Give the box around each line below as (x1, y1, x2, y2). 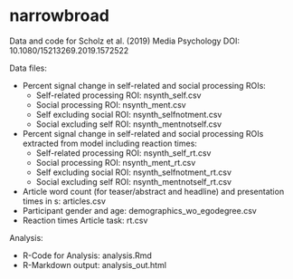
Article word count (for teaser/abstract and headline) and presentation (22, 186, 285, 197)
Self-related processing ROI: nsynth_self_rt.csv (35, 147, 212, 159)
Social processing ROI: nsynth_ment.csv (35, 99, 187, 110)
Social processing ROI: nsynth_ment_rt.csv (35, 157, 196, 168)
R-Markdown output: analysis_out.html (22, 259, 167, 270)
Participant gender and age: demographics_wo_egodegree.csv (22, 205, 258, 216)
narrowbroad (9, 5, 110, 26)
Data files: (9, 63, 47, 73)
